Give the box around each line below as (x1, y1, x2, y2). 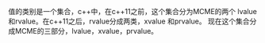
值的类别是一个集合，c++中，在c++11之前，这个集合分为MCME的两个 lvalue (8, 7, 258, 16)
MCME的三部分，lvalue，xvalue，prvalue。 (14, 27, 159, 35)
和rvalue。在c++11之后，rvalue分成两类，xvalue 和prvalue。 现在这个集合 (8, 16, 250, 26)
